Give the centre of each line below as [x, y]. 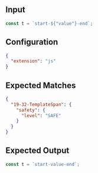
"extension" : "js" [34, 61]
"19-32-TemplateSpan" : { [41, 104]
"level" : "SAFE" [41, 115]
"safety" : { [31, 110]
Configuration [32, 42]
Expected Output [37, 151]
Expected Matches [41, 85]
